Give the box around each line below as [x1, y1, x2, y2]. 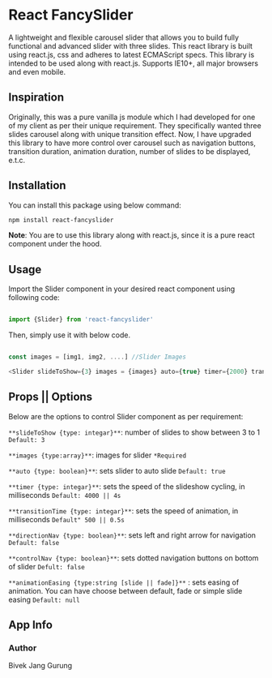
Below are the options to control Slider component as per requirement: [8, 411, 244, 421]
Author [8, 642, 37, 654]
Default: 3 [8, 436, 45, 444]
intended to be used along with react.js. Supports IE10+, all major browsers [8, 58, 259, 68]
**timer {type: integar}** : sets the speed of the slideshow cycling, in [8, 481, 245, 491]
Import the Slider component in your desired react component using [8, 284, 236, 294]
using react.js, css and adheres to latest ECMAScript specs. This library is [8, 49, 255, 59]
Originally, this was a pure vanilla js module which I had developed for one [8, 112, 256, 122]
